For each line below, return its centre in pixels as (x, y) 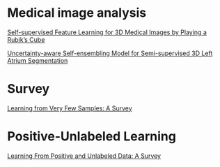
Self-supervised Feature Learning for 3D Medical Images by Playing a (107, 32)
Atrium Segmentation (38, 60)
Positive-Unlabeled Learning (92, 137)
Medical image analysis (77, 13)
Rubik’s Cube (26, 39)
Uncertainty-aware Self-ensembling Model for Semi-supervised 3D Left (110, 53)
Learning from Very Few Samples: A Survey (70, 108)
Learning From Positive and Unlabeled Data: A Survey (84, 156)
